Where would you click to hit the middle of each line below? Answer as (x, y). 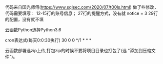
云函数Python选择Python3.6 (33, 30)
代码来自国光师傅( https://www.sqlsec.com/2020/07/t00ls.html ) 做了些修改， (82, 7)
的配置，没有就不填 (24, 19)
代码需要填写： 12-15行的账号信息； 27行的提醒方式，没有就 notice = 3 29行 (81, 13)
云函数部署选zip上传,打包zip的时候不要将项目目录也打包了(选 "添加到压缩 (78, 51)
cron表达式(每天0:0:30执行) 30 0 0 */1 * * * (48, 40)
